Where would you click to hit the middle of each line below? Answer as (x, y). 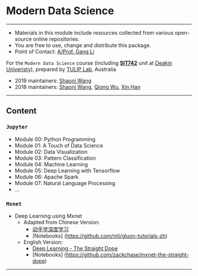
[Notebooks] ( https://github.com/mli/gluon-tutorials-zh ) (100, 236)
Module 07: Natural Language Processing (65, 183)
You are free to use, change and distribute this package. (83, 45)
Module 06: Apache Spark (46, 177)
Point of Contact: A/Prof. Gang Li (54, 51)
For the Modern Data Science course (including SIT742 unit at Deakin (89, 63)
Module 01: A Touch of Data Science (59, 145)
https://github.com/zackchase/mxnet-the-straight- (127, 254)
